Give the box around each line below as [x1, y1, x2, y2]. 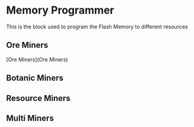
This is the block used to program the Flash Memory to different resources [6, 23, 188, 30]
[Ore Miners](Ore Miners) [6, 56, 68, 63]
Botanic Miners [6, 73, 64, 83]
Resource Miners [6, 93, 71, 103]
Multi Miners [6, 113, 55, 123]
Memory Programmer [6, 4, 115, 17]
